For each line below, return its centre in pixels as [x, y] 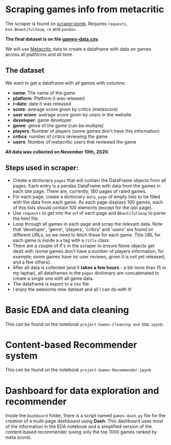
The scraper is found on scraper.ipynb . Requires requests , [66, 24]
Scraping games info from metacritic [85, 9]
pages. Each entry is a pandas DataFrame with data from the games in [87, 186]
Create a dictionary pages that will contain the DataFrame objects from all [89, 180]
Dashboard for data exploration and [82, 390]
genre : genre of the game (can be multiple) [58, 125]
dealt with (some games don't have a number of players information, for [88, 251]
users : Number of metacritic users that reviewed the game [74, 141]
